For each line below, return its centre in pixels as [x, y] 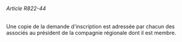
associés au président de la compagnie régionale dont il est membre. [91, 33]
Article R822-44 [26, 8]
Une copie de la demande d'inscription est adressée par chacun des [90, 27]
